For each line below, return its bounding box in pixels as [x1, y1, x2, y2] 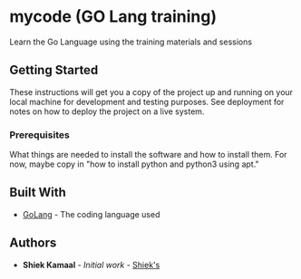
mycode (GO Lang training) [9, 6, 218, 27]
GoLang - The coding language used [22, 208, 160, 219]
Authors [9, 236, 57, 251]
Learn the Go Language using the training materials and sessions [9, 36, 252, 47]
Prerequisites [9, 129, 70, 141]
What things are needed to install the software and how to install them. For [9, 149, 287, 160]
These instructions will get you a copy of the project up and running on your [9, 86, 293, 97]
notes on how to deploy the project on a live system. [9, 106, 205, 117]
